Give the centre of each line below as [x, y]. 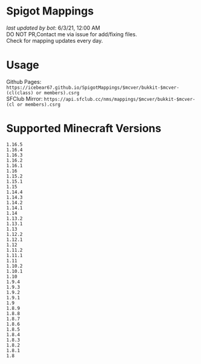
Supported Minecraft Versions [84, 129]
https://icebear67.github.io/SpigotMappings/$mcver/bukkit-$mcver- [93, 88]
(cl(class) [20, 93]
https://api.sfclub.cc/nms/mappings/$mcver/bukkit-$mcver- [120, 99]
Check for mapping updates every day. [55, 40]
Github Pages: [24, 81]
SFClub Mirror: [24, 98]
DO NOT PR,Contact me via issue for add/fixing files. [72, 34]
